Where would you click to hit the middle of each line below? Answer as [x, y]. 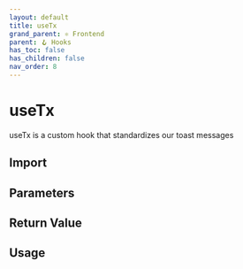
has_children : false [47, 58]
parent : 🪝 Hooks [41, 42]
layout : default [39, 17]
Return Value [46, 223]
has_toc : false [37, 50]
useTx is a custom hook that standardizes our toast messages [121, 134]
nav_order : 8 [33, 67]
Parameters [42, 192]
